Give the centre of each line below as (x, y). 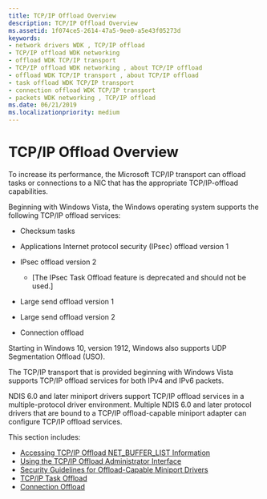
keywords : (25, 38)
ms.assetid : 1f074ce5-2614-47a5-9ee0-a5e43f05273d (95, 30)
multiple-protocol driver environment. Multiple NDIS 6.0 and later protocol (130, 404)
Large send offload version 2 (68, 316)
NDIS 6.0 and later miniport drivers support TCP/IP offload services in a (126, 396)
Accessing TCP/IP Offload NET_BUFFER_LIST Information (115, 453)
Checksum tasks (47, 231)
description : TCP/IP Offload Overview (73, 23)
